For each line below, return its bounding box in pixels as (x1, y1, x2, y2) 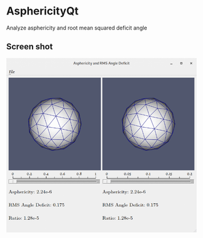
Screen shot (6, 42, 53, 52)
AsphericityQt (6, 4, 79, 18)
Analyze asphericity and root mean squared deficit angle (6, 24, 147, 31)
